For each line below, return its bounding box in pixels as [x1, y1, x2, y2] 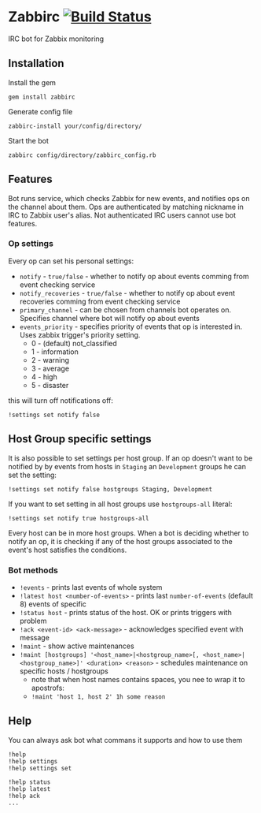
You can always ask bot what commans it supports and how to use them [8, 735, 243, 744]
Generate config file [8, 106, 73, 116]
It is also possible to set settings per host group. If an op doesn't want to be [8, 453, 253, 463]
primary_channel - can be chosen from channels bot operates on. [19, 304, 232, 315]
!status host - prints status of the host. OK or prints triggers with [19, 607, 232, 617]
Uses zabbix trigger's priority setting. [19, 330, 141, 339]
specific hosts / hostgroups [19, 666, 108, 676]
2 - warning [31, 355, 69, 364]
